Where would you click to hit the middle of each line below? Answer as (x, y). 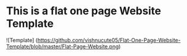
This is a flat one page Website (84, 11)
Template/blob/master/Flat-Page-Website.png (63, 46)
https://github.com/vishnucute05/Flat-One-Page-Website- (109, 40)
